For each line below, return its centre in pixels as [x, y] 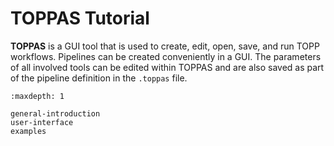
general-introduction [55, 113]
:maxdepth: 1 [37, 96]
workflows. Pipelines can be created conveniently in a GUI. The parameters [166, 56]
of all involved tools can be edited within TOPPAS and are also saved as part [167, 67]
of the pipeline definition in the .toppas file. [99, 78]
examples [28, 131]
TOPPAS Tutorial [80, 18]
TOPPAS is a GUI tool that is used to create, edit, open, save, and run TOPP [165, 46]
